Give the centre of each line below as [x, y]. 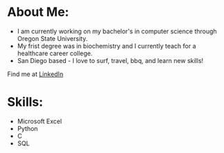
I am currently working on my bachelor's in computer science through [117, 31]
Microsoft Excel [40, 121]
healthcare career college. [55, 53]
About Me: [38, 12]
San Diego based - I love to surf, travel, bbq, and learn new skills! [110, 60]
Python [27, 128]
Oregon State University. [52, 38]
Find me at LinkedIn [35, 74]
